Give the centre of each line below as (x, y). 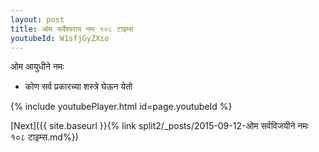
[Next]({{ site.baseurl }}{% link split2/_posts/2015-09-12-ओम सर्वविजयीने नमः (159, 126)
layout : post (37, 19)
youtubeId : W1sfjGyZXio (60, 38)
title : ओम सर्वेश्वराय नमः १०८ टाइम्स (72, 29)
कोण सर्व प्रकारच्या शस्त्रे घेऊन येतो (78, 87)
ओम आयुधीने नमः (37, 67)
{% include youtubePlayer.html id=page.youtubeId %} (121, 107)
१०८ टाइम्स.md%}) (44, 137)
